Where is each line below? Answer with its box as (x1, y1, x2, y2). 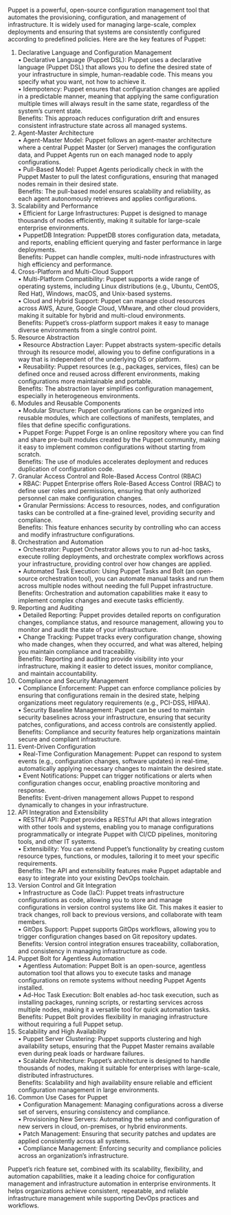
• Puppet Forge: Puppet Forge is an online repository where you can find (17, 428, 224, 436)
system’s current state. (17, 107, 83, 115)
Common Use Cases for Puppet (17, 1093, 108, 1101)
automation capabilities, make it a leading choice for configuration (8, 1172, 195, 1180)
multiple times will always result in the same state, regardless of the (17, 100, 210, 107)
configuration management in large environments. (17, 1086, 160, 1094)
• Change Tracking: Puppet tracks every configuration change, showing (17, 633, 222, 641)
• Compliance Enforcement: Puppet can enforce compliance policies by (17, 684, 221, 692)
